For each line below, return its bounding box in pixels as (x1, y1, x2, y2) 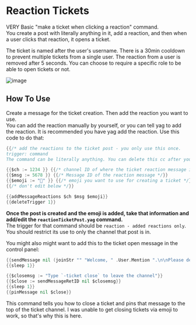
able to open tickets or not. (6, 65, 71, 72)
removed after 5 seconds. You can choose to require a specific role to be (6, 60, 182, 67)
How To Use (6, 94, 51, 104)
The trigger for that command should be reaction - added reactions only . (6, 222, 187, 229)
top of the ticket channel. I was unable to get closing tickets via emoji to (6, 306, 178, 313)
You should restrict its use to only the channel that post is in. (6, 228, 152, 235)
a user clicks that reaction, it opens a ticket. (6, 36, 111, 43)
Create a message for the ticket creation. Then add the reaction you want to (6, 109, 188, 116)
